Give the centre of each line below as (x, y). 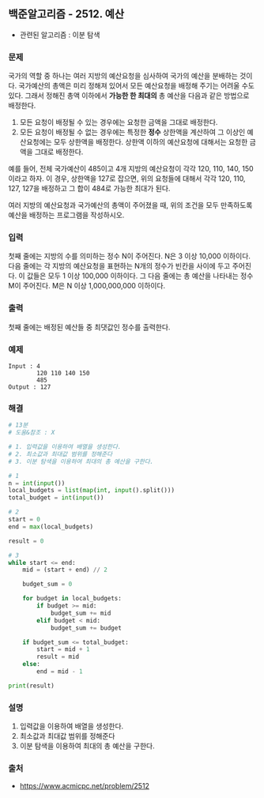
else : (32, 664)
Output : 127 (30, 387)
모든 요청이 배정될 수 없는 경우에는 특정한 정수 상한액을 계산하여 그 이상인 (132, 132)
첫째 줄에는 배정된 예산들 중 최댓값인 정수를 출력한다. (89, 327)
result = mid (58, 657)
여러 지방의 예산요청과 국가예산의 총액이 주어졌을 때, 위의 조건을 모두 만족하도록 (130, 205)
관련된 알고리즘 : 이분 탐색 (60, 35)
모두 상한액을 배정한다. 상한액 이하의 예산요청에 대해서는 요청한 (151, 142)
